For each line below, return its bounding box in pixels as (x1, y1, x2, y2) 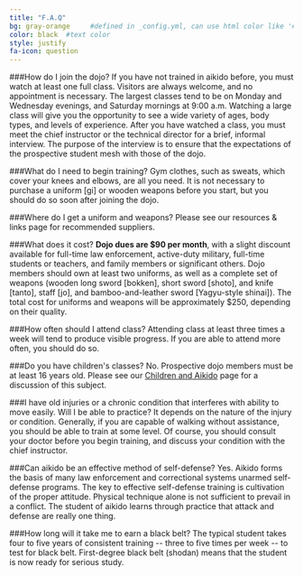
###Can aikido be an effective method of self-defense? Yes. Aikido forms (9, 462, 283, 474)
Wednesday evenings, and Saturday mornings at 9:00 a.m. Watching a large (9, 100, 292, 111)
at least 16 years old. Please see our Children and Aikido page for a (9, 370, 259, 381)
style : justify (9, 38, 67, 48)
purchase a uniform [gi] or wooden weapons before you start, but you (9, 185, 269, 196)
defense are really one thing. (9, 511, 116, 522)
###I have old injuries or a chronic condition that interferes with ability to (9, 397, 280, 408)
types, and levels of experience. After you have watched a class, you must (9, 119, 286, 131)
